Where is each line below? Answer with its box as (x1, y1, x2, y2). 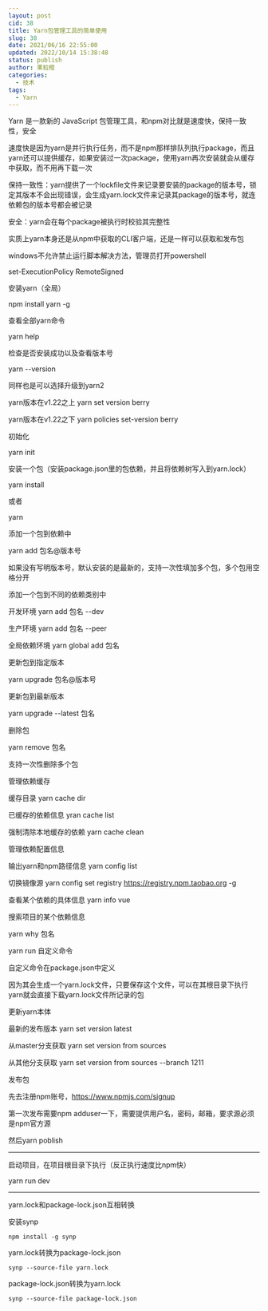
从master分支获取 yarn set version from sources (8, 1041, 167, 1051)
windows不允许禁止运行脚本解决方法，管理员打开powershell (8, 251, 207, 260)
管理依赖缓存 (8, 776, 50, 786)
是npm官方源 (8, 1119, 52, 1128)
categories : (8, 71, 48, 79)
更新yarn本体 (8, 1007, 52, 1016)
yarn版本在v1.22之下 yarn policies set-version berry (8, 414, 179, 424)
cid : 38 (8, 19, 34, 27)
